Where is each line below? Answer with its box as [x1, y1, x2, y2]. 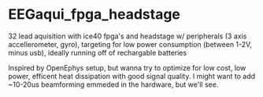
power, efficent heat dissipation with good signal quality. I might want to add [8, 71, 256, 81]
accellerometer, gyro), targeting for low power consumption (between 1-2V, [8, 39, 252, 48]
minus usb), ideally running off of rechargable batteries [8, 48, 187, 57]
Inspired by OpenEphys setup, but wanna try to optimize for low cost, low [8, 63, 246, 72]
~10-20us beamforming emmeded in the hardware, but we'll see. [8, 80, 219, 89]
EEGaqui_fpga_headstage [8, 5, 181, 23]
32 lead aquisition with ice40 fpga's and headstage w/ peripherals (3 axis [8, 31, 247, 41]
